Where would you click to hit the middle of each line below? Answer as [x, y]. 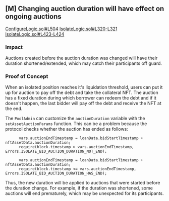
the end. [14, 109]
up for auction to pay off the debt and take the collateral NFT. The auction [82, 92]
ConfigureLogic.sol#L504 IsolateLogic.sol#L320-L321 [61, 29]
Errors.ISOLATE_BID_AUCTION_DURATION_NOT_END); [56, 152]
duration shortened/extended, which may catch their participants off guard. [84, 63]
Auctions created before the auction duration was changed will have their [81, 58]
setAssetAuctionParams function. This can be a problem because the [76, 124]
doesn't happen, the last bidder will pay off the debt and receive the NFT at [83, 104]
